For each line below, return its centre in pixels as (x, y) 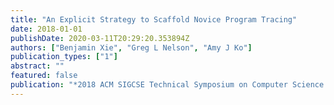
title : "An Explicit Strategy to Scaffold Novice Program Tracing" (154, 19)
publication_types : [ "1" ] (64, 57)
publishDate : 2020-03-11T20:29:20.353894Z (100, 38)
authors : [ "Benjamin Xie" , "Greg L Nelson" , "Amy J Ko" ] (131, 47)
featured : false (44, 76)
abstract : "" (37, 66)
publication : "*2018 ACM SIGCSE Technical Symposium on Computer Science (167, 85)
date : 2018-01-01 (46, 29)
